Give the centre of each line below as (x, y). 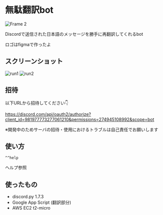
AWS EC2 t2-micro (31, 208)
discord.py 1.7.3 (28, 197)
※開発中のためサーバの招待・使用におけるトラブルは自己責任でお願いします (82, 129)
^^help (12, 158)
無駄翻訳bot (29, 10)
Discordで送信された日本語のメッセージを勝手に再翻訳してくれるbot (74, 34)
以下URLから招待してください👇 (37, 103)
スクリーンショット (34, 61)
